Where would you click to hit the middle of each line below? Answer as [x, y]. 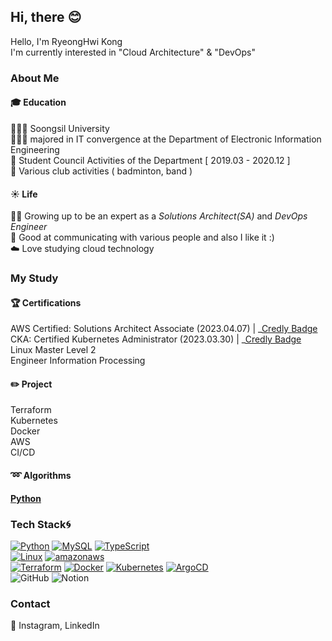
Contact [30, 603]
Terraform [31, 410]
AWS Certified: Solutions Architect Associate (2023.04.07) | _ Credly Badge [164, 329]
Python [26, 498]
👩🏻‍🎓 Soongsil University [60, 128]
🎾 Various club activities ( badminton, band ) [101, 171]
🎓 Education [38, 102]
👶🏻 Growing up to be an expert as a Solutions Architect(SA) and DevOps [159, 216]
